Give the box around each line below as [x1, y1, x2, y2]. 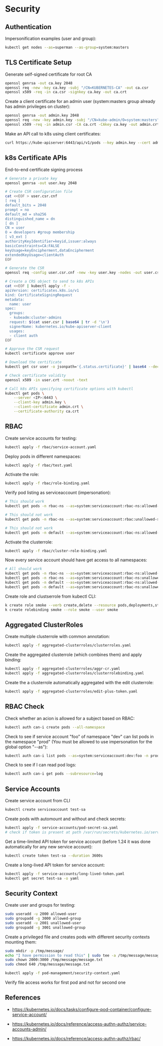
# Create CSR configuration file [5, 189, 73, 194]
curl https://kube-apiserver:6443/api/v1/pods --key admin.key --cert [5, 140, 151, 145]
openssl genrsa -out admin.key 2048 [5, 113, 79, 118]
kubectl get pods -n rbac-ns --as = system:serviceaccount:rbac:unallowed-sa [5, 517, 162, 522]
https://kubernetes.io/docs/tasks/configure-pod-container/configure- [12, 1006, 152, 1012]
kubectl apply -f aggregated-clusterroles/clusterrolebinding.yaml [5, 671, 145, 676]
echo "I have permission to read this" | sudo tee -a [5, 953, 116, 958]
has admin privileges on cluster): [5, 103, 70, 110]
